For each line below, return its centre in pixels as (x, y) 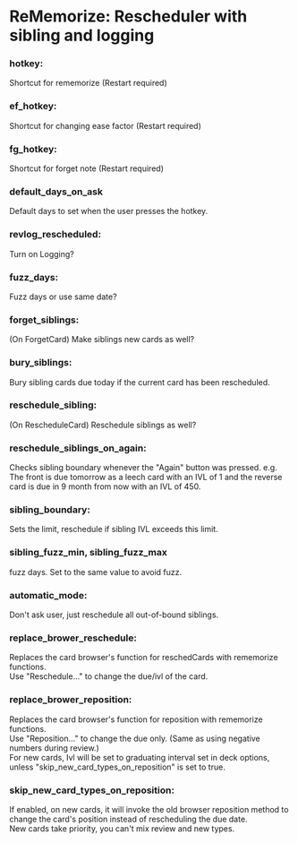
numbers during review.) (55, 748)
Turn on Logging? (42, 254)
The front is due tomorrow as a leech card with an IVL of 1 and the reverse (146, 477)
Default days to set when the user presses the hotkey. (109, 211)
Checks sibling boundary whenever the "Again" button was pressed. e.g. (143, 468)
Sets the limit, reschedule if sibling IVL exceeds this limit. (114, 529)
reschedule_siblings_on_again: (78, 448)
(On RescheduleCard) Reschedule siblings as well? (103, 425)
